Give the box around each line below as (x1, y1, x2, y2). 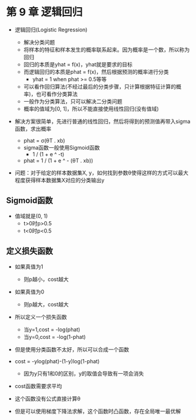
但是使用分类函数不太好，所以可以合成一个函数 (14, 345, 129, 353)
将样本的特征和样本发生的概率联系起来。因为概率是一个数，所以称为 (23, 46, 190, 53)
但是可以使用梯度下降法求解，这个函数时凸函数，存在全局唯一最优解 (14, 408, 181, 415)
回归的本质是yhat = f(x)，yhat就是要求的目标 (23, 60, 133, 68)
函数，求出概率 (14, 125, 52, 132)
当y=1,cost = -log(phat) (23, 326, 81, 333)
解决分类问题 (23, 38, 55, 46)
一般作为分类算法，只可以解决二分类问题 (23, 98, 123, 105)
